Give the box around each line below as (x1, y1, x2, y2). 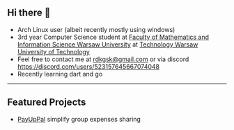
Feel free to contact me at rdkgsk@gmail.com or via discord (17, 55, 189, 63)
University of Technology (17, 47, 91, 56)
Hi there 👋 (7, 7, 51, 19)
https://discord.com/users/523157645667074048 (17, 62, 160, 70)
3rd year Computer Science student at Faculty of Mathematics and (17, 33, 210, 41)
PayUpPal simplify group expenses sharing (17, 115, 141, 123)
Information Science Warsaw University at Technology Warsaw (17, 40, 198, 49)
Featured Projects (7, 97, 86, 108)
